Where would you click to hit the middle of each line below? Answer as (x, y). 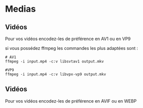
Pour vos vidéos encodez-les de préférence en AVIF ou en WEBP (71, 101)
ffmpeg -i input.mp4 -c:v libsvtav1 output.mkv (55, 62)
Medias (20, 9)
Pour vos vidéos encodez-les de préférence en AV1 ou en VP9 (68, 39)
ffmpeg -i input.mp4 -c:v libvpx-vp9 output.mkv (56, 74)
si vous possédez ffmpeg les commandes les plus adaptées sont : (71, 48)
